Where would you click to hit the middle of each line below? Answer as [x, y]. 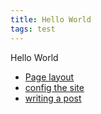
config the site [54, 87]
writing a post [53, 98]
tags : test [33, 29]
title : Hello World [51, 19]
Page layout [49, 77]
